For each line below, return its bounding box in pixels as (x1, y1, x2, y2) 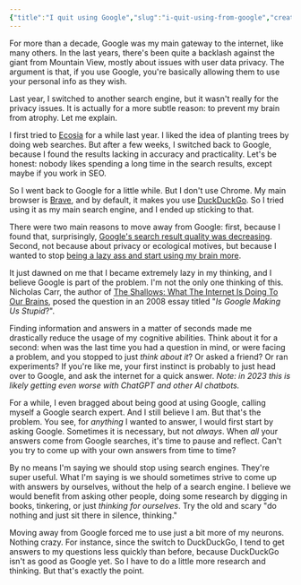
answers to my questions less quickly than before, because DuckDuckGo (9, 546, 279, 556)
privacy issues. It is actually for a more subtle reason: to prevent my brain (9, 102, 280, 113)
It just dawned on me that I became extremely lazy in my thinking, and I (9, 267, 272, 278)
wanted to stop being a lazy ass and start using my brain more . (9, 250, 242, 261)
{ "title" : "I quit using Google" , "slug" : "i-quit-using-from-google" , (9, 13, 271, 22)
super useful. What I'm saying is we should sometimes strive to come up (9, 471, 278, 482)
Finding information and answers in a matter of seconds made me (9, 323, 253, 333)
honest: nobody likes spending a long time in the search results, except (9, 158, 272, 168)
